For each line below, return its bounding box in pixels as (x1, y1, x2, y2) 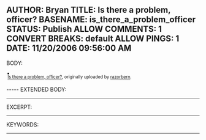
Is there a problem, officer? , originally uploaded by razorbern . (7, 73, 132, 80)
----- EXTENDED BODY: (6, 86, 67, 93)
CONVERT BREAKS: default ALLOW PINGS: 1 (6, 34, 180, 44)
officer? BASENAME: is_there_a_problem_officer (6, 15, 196, 25)
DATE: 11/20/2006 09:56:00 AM (6, 43, 132, 54)
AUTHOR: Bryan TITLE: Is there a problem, (6, 5, 171, 15)
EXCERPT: (6, 103, 32, 111)
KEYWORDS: (6, 120, 39, 128)
